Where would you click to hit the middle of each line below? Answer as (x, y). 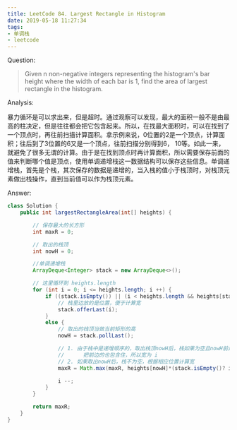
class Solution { (33, 206)
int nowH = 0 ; (53, 251)
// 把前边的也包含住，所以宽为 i (108, 355)
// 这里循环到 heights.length (74, 283)
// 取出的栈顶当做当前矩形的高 (97, 329)
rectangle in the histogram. (64, 89)
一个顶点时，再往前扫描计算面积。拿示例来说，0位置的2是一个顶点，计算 (113, 135)
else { (55, 323)
